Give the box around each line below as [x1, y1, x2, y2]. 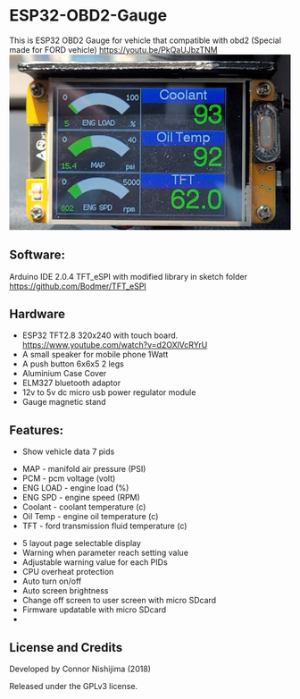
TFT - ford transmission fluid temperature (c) [21, 520, 187, 532]
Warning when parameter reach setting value [21, 547, 189, 559]
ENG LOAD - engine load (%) [21, 483, 129, 493]
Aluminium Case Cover [21, 368, 107, 379]
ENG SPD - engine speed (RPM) [21, 493, 140, 503]
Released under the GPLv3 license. [9, 680, 138, 691]
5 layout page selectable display [21, 538, 141, 549]
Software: [9, 248, 65, 263]
